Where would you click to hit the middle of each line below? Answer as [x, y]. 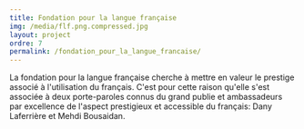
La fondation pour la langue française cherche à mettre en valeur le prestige [152, 77]
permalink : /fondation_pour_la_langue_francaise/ [106, 52]
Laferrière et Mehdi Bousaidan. [67, 116]
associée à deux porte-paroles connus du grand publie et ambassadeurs [146, 97]
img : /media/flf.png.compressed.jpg [79, 26]
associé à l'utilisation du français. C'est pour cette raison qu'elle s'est [140, 87]
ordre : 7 [26, 43]
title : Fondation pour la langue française [93, 18]
